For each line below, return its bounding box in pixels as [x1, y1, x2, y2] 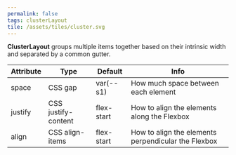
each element [131, 87, 176, 97]
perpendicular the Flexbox [131, 136, 218, 146]
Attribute [11, 67, 42, 76]
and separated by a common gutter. [7, 50, 111, 58]
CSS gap [48, 83, 77, 93]
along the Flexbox [131, 112, 190, 121]
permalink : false [7, 10, 58, 18]
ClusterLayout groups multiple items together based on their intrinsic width [7, 43, 226, 51]
